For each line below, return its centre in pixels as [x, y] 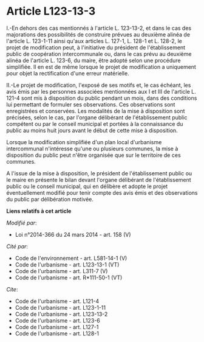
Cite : [12, 289]
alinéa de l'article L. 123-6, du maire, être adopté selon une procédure [93, 60]
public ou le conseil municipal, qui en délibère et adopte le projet [87, 186]
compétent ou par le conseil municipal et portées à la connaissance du [95, 124]
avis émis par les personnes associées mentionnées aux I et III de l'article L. [101, 91]
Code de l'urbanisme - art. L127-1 [57, 327]
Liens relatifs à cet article [39, 211]
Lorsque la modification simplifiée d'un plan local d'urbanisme [84, 142]
